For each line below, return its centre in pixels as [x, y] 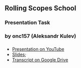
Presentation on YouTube [38, 49]
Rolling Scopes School [40, 8]
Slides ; [19, 54]
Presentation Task [27, 23]
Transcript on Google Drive [40, 60]
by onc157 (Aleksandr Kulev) [40, 36]
